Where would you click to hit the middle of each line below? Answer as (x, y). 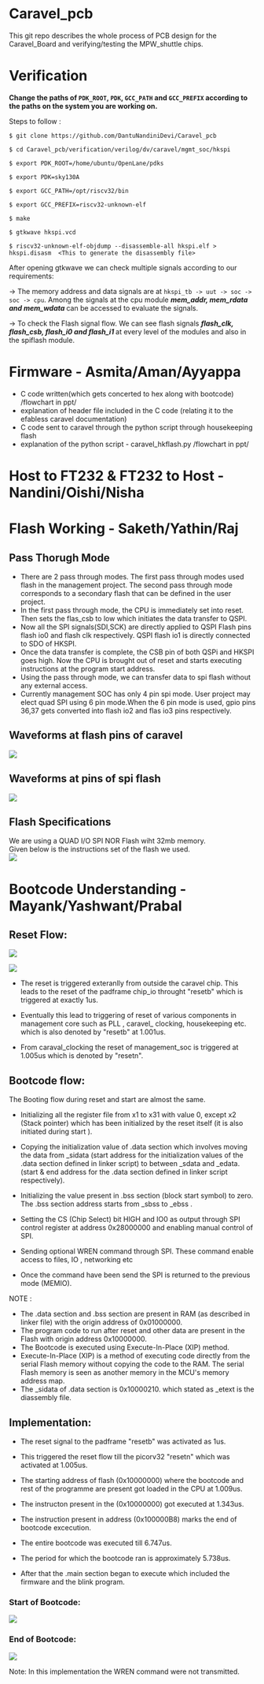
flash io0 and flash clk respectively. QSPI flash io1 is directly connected (135, 635)
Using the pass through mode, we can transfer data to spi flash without (135, 677)
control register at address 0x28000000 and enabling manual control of (137, 1228)
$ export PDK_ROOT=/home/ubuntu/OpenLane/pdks (86, 163)
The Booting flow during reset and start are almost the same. (107, 1100)
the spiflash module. (42, 340)
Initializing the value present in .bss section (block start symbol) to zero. (137, 1196)
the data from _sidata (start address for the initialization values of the (132, 1155)
